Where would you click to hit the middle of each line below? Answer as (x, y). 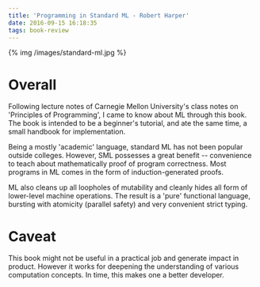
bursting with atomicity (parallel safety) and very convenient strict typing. (128, 204)
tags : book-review (38, 30)
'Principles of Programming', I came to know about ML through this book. (128, 115)
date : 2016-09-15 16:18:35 (53, 23)
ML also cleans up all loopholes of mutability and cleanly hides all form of (128, 187)
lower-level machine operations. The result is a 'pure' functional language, (130, 196)
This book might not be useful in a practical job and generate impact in (124, 259)
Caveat (32, 236)
